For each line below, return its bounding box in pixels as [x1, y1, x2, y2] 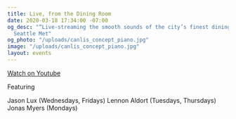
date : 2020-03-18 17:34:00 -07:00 [7, 17, 109, 24]
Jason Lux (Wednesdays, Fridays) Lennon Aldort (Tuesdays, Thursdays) [7, 96, 216, 104]
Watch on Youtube [7, 68, 61, 77]
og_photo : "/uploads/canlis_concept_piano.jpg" [7, 37, 150, 44]
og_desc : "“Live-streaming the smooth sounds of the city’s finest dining [7, 23, 231, 30]
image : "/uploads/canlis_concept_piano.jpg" [7, 43, 140, 50]
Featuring [7, 82, 35, 91]
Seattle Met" [13, 30, 52, 37]
